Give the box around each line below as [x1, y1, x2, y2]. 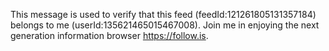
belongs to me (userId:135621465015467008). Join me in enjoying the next [10, 19, 320, 31]
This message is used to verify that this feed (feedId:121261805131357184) [10, 9, 317, 20]
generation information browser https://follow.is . [10, 30, 209, 41]
